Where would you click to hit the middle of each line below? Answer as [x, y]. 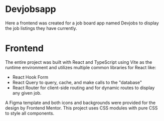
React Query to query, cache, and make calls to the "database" [77, 82]
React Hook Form [30, 77]
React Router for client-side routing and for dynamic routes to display [83, 88]
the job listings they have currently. [41, 28]
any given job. [27, 93]
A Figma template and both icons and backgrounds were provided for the [81, 103]
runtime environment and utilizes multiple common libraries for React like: [81, 67]
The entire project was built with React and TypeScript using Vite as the [79, 62]
